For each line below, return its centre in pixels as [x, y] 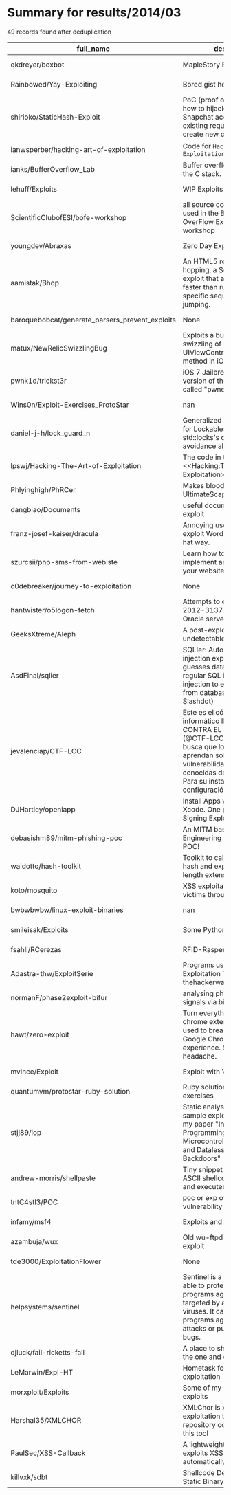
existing [195, 125]
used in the [200, 213]
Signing [195, 818]
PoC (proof [200, 100]
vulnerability [202, 1206]
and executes [205, 1186]
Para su [195, 781]
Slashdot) [198, 701]
